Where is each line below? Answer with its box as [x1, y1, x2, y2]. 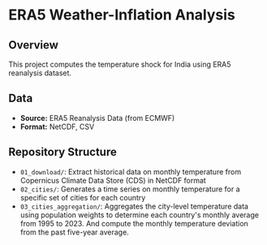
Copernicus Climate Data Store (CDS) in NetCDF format [19, 175, 207, 185]
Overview [8, 38, 59, 52]
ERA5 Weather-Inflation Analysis [8, 6, 235, 24]
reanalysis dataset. [8, 68, 71, 78]
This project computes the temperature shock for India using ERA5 [8, 59, 231, 69]
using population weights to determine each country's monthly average [19, 209, 260, 220]
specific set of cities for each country [19, 192, 146, 202]
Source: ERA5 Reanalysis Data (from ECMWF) [19, 113, 175, 122]
